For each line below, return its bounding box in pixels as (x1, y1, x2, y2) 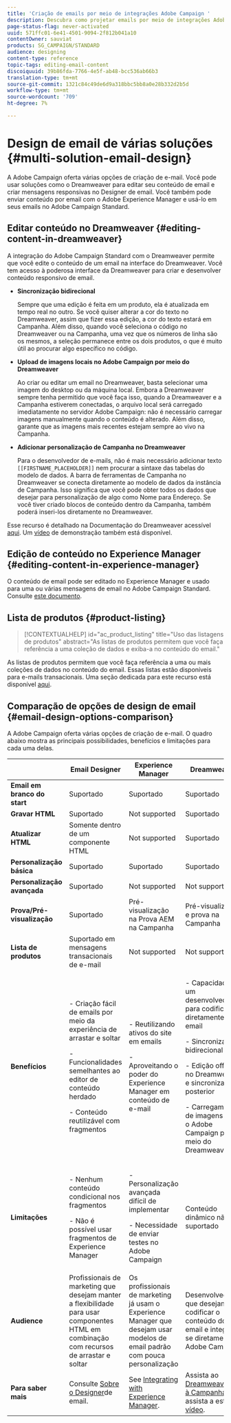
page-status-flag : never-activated (7, 23, 109, 30)
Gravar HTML (10, 809, 56, 819)
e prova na (185, 910, 220, 919)
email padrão (129, 1342, 171, 1352)
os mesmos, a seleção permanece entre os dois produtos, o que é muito (16, 337, 223, 345)
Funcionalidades (69, 1057, 122, 1067)
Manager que (129, 1316, 172, 1326)
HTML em (69, 1325, 101, 1335)
